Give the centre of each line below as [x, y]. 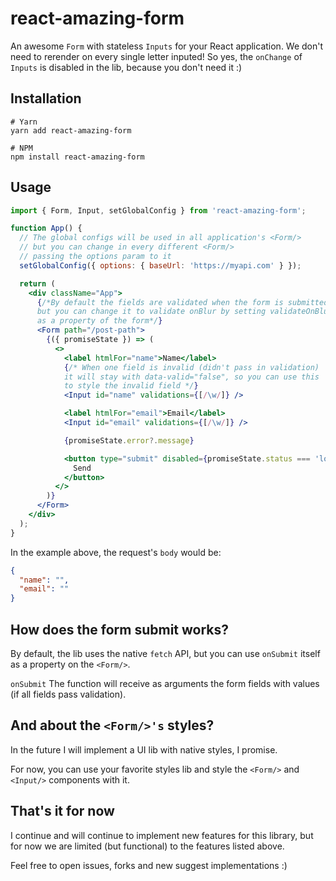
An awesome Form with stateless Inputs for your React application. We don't [167, 46]
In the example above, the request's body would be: [116, 552]
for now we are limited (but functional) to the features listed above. [147, 846]
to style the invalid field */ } [131, 386]
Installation [46, 98]
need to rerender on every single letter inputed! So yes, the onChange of [156, 56]
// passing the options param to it [95, 257]
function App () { [46, 228]
